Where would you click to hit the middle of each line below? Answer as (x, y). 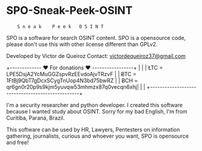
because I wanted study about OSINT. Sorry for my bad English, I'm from (97, 111)
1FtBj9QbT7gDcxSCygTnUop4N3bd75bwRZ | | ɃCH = (72, 80)
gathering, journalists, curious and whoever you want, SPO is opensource (97, 136)
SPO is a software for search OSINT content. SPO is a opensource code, (96, 37)
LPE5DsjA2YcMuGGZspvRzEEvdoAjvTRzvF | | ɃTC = (71, 74)
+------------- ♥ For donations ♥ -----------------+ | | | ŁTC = (85, 68)
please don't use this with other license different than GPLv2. (82, 44)
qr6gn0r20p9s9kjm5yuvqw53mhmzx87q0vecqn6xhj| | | (76, 87)
